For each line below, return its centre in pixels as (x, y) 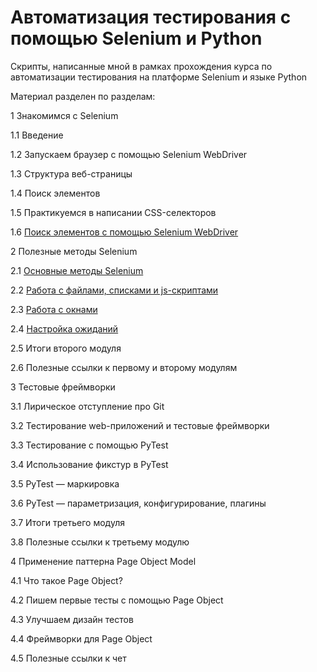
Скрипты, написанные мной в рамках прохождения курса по (141, 66)
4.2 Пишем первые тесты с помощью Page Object (117, 600)
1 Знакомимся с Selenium (64, 115)
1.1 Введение (37, 135)
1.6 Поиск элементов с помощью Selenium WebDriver (124, 232)
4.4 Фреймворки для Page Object (81, 638)
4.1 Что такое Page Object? (66, 580)
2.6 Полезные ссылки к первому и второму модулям (124, 367)
